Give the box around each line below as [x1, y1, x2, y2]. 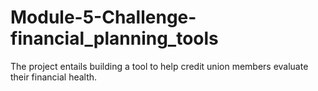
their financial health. [10, 71, 98, 83]
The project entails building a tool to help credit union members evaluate [10, 60, 309, 72]
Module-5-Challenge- [10, 6, 197, 29]
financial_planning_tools [10, 27, 219, 50]
